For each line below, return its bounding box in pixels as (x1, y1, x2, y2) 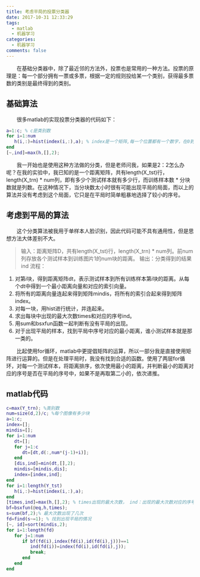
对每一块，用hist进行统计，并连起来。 (14, 305, 108, 312)
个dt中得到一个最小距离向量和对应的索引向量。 (14, 282, 130, 289)
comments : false (6, 48, 46, 54)
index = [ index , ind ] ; (14, 472, 62, 478)
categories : (6, 36, 36, 42)
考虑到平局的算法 (6, 210, 69, 221)
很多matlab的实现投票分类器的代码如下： (17, 116, 117, 123)
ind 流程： (20, 262, 46, 269)
